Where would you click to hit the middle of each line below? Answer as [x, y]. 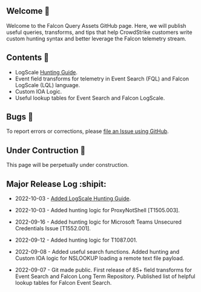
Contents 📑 [28, 58]
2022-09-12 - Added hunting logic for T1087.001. [76, 240]
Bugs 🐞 [20, 117]
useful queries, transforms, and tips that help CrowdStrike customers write [99, 32]
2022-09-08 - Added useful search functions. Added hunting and [97, 252]
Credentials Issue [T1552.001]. [53, 229]
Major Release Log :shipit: [56, 184]
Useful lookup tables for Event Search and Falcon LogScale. [90, 98]
